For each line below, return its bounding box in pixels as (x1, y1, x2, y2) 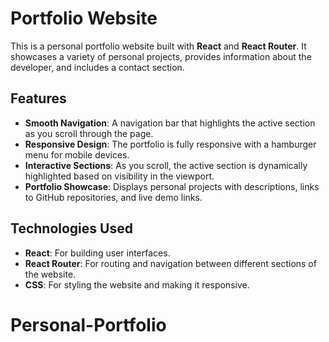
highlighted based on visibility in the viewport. (24, 170, 215, 182)
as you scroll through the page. (24, 127, 154, 139)
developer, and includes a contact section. (10, 61, 185, 73)
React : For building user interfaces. (24, 247, 171, 259)
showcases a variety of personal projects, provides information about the (10, 50, 312, 62)
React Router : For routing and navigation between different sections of (24, 257, 317, 269)
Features (10, 90, 67, 107)
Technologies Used (10, 220, 133, 237)
